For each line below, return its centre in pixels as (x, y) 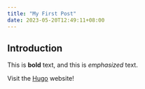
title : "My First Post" (42, 14)
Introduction (35, 48)
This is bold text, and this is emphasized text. (72, 65)
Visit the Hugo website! (41, 79)
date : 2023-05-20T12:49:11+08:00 (56, 20)
